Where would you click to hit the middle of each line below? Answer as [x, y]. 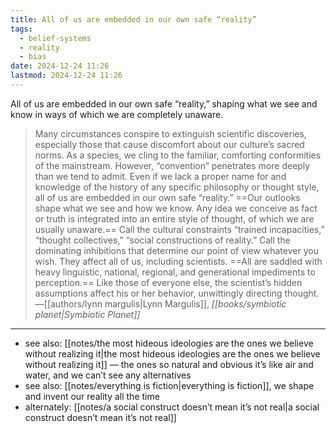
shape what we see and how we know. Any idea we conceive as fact [176, 208]
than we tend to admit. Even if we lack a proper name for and [160, 176]
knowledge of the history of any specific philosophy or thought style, [177, 187]
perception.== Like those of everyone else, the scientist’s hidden [168, 282]
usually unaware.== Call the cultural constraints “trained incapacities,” [179, 229]
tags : [21, 29]
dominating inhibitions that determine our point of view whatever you [176, 250]
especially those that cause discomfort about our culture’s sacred [169, 144]
